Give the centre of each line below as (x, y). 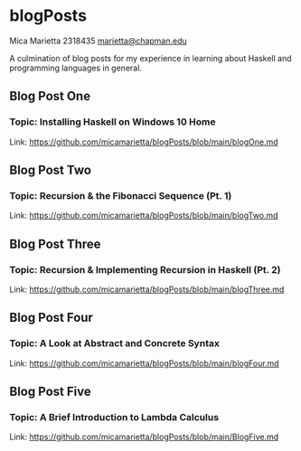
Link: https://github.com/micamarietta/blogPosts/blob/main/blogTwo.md (144, 216)
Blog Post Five (51, 392)
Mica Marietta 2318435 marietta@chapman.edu (98, 41)
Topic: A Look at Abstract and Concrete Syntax (114, 343)
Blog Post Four (51, 318)
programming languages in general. (76, 68)
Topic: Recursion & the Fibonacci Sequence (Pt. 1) (121, 195)
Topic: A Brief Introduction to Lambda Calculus (114, 417)
